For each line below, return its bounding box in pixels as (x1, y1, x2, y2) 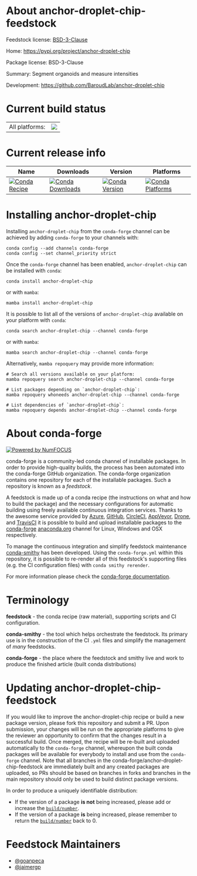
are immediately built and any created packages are (44, 763, 170, 770)
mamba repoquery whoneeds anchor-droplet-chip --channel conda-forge (6, 392, 180, 398)
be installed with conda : (6, 267, 62, 274)
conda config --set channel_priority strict (6, 250, 117, 256)
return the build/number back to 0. (14, 817, 97, 824)
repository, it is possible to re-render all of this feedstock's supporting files (6, 555, 186, 562)
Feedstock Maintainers (6, 837, 121, 851)
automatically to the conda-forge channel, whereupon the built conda (6, 744, 173, 751)
